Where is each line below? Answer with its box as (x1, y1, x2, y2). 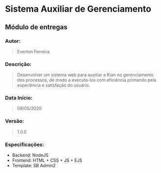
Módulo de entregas (5, 23, 68, 31)
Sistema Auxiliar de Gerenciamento (5, 3, 151, 15)
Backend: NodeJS (12, 152, 49, 158)
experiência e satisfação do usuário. (17, 82, 90, 88)
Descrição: (5, 61, 32, 67)
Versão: (5, 118, 24, 125)
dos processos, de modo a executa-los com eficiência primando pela (17, 77, 157, 83)
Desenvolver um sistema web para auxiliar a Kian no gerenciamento (17, 72, 154, 78)
